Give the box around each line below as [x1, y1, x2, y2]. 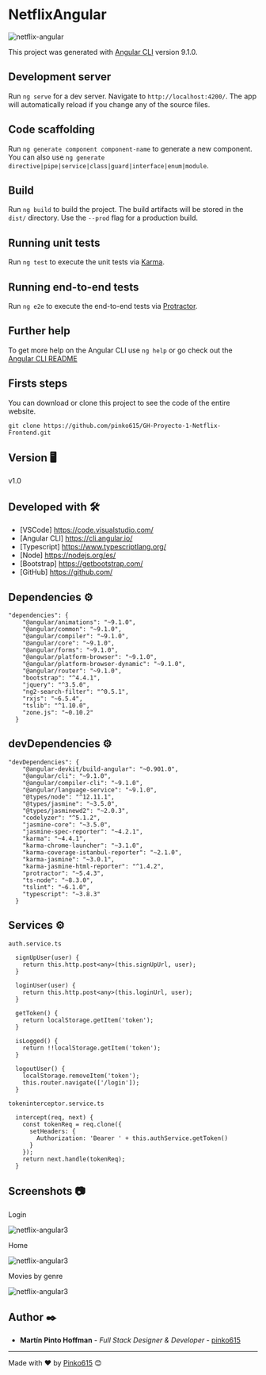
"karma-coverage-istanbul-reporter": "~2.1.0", [22, 848, 182, 857]
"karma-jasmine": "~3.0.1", [22, 855, 115, 863]
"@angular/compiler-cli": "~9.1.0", [22, 779, 144, 787]
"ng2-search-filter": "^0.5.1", [22, 688, 129, 696]
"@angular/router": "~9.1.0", [22, 667, 123, 676]
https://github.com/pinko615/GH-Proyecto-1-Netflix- [43, 422, 222, 429]
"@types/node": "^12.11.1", [22, 792, 115, 801]
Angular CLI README [8, 353, 78, 363]
